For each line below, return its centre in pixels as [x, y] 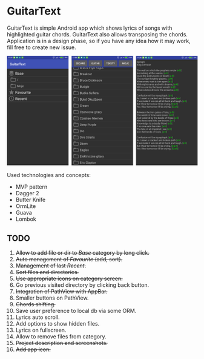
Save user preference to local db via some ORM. [76, 310]
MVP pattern [31, 187]
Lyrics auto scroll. [38, 317]
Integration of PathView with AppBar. [61, 291]
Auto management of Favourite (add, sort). [69, 259]
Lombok [26, 219]
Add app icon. [33, 349]
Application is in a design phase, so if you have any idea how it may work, [99, 41]
